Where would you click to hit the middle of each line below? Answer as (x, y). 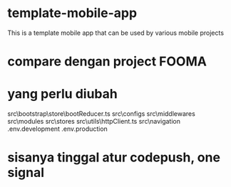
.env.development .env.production (58, 129)
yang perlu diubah (62, 94)
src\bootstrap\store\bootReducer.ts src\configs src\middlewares (102, 114)
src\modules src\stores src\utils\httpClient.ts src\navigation (94, 122)
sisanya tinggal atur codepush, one (114, 157)
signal (26, 173)
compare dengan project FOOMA (107, 62)
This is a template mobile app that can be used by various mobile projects (116, 33)
